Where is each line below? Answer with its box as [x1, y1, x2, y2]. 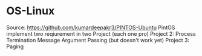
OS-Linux [6, 4, 55, 18]
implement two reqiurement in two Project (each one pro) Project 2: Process [6, 30, 196, 37]
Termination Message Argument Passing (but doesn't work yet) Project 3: [6, 36, 189, 43]
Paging [6, 43, 24, 50]
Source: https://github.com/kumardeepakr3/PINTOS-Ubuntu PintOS [6, 24, 175, 31]
